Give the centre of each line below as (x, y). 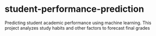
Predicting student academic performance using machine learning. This (78, 23)
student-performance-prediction (75, 9)
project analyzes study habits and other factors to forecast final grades (77, 28)
